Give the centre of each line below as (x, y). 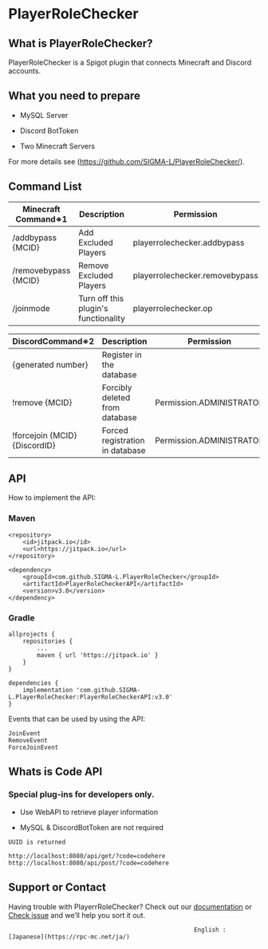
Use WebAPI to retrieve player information (89, 812)
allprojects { (32, 635)
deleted (116, 397)
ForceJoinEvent (33, 748)
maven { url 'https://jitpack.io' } (98, 656)
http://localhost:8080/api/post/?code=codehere (89, 863)
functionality (102, 318)
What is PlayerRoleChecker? (81, 43)
